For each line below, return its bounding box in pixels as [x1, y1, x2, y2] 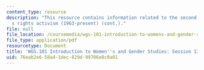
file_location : [6, 32, 45, 38]
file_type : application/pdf [6, 37, 78, 43]
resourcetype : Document [6, 43, 67, 49]
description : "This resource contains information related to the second [6, 15, 197, 21]
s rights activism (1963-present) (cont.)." [12, 20, 126, 26]
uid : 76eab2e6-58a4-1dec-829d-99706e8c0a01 [6, 54, 118, 60]
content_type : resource [6, 9, 67, 15]
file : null [6, 26, 34, 32]
